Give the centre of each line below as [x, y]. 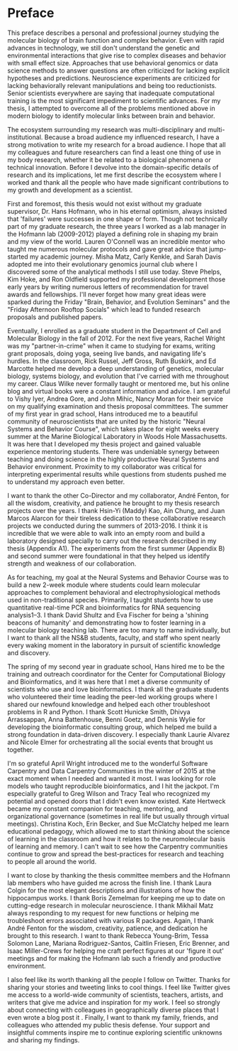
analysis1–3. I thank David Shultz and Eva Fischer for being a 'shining [108, 615]
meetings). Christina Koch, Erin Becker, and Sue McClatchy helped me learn [118, 824]
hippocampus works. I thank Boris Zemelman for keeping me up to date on [116, 898]
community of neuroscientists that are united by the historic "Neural [106, 421]
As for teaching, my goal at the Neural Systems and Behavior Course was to [118, 577]
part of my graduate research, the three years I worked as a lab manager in [117, 226]
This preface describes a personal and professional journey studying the [113, 33]
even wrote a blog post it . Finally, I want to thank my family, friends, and [113, 1017]
